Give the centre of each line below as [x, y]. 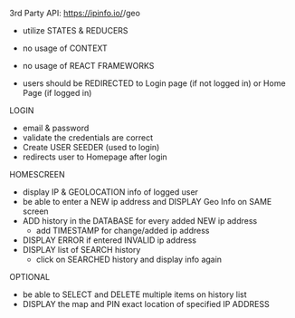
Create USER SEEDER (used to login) [91, 147]
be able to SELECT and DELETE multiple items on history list [134, 294]
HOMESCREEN [37, 174]
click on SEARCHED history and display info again [129, 259]
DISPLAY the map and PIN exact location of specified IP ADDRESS [146, 304]
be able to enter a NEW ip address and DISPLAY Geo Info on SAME [147, 202]
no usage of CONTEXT [65, 48]
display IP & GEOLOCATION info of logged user [110, 192]
